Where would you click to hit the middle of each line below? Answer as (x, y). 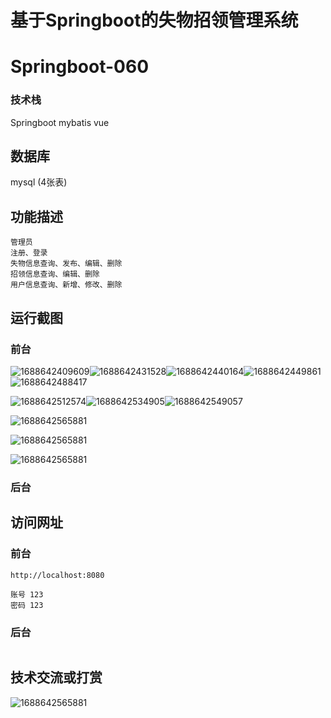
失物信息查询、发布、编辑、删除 (66, 264)
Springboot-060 (80, 67)
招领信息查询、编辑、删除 (55, 274)
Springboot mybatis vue (60, 122)
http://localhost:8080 (57, 575)
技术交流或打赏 (56, 677)
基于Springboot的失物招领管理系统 (154, 20)
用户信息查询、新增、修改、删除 (66, 285)
